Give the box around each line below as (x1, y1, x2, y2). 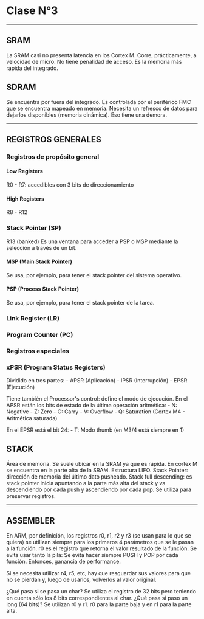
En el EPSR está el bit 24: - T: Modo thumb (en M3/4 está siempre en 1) (6, 426, 185, 434)
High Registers (6, 195, 44, 202)
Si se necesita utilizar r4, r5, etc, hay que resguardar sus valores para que (6, 569, 191, 576)
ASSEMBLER (6, 516, 55, 526)
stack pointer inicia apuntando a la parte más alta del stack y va (6, 479, 166, 486)
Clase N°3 (6, 4, 58, 18)
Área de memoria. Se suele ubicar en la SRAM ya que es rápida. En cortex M (6, 460, 198, 467)
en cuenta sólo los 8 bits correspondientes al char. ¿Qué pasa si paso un (6, 594, 188, 601)
